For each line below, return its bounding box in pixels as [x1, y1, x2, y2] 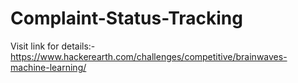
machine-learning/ [10, 61, 87, 73]
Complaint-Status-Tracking [10, 7, 243, 30]
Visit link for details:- [10, 40, 96, 52]
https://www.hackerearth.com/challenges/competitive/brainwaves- [10, 50, 288, 62]
